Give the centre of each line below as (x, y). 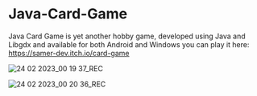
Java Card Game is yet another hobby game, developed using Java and (127, 36)
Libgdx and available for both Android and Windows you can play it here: (129, 44)
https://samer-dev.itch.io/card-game (69, 53)
